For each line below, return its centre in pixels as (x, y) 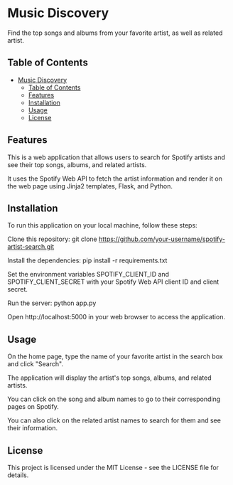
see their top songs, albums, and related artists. (77, 164)
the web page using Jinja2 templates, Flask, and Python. (90, 186)
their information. (33, 428)
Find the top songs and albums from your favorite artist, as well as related (115, 33)
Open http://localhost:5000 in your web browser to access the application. (116, 317)
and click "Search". (36, 364)
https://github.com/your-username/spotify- (162, 239)
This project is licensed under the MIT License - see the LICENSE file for (113, 468)
